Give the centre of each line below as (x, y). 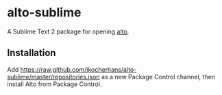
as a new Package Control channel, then (159, 77)
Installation (32, 53)
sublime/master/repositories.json (54, 77)
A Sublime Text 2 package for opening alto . (68, 31)
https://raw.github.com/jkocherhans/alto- (78, 69)
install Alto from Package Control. (54, 84)
